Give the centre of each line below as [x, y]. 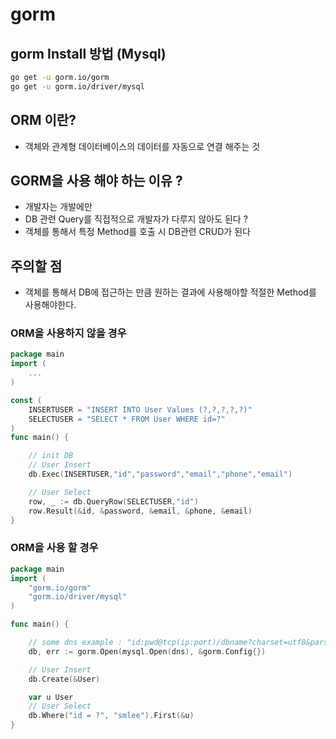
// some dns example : [75, 643]
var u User [51, 697]
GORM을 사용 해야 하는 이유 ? [96, 180]
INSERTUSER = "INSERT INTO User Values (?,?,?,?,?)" [140, 409]
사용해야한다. [50, 305]
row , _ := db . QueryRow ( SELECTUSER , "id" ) [113, 501]
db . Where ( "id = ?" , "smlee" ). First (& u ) [111, 716]
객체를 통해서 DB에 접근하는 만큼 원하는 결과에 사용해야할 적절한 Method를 [170, 292]
